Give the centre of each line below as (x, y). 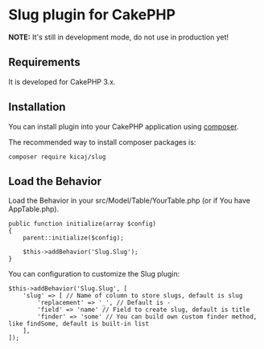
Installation (37, 107)
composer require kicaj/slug (57, 157)
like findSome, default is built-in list (79, 324)
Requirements (44, 62)
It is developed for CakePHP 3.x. (62, 81)
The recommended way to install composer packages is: (102, 142)
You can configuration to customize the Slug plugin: (94, 274)
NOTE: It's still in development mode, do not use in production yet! (119, 37)
